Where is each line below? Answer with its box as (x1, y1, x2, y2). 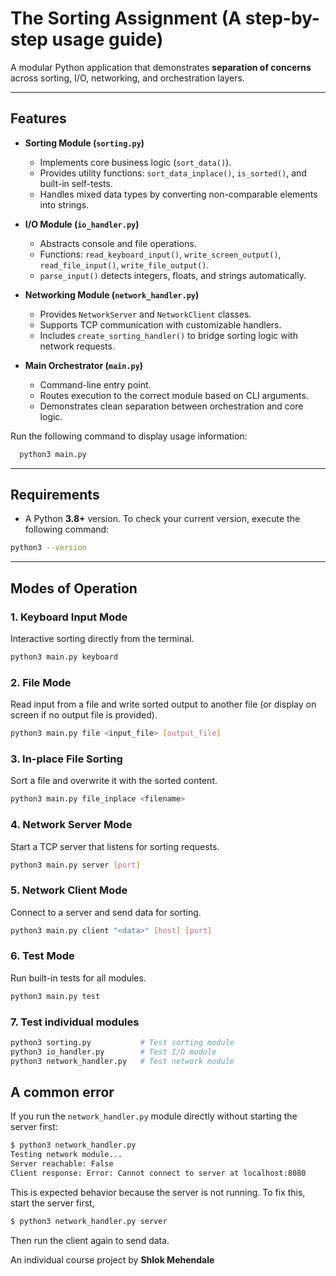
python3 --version (10, 543, 87, 553)
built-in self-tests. (39, 177, 113, 189)
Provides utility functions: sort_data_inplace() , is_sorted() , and (39, 167, 307, 179)
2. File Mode (10, 675, 72, 689)
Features (10, 110, 67, 127)
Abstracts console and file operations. (39, 237, 197, 249)
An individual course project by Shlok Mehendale (10, 1253, 215, 1266)
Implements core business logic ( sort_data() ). (39, 156, 232, 168)
